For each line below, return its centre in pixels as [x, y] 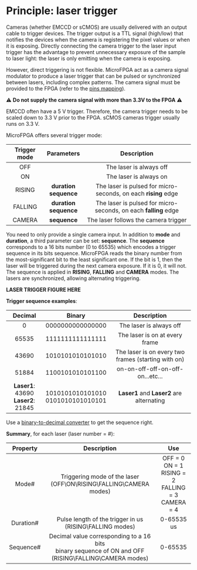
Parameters [63, 153]
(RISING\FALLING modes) [100, 526]
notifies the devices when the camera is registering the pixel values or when [98, 39]
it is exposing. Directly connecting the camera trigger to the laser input [91, 46]
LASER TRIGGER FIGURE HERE [43, 289]
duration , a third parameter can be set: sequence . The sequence [86, 241]
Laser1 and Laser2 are [150, 393]
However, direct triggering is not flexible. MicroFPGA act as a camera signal [97, 69]
